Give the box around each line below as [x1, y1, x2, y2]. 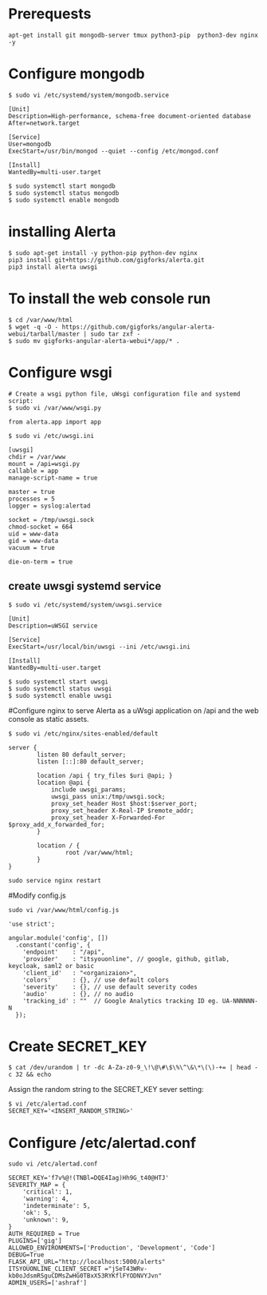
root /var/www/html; [65, 848, 134, 856]
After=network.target [8, 119, 80, 127]
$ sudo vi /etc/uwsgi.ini [8, 432, 94, 440]
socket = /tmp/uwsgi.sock [8, 516, 94, 524]
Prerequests [8, 5, 92, 23]
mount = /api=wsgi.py [8, 460, 80, 468]
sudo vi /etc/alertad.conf [8, 1160, 98, 1168]
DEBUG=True [8, 1251, 45, 1259]
